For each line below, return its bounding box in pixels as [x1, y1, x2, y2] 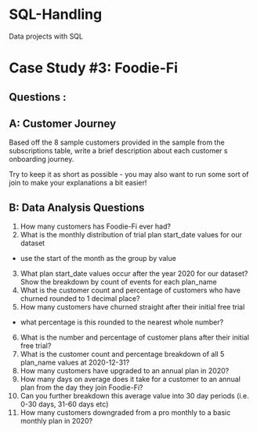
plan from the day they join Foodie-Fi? [20, 383, 143, 392]
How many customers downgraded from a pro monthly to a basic [20, 408, 231, 417]
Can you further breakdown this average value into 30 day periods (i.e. [20, 391, 249, 401]
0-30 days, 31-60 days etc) [20, 399, 109, 409]
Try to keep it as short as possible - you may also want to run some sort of [9, 170, 249, 179]
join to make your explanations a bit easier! [9, 178, 147, 188]
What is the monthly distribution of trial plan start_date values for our [20, 230, 242, 240]
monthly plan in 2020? [20, 416, 93, 426]
